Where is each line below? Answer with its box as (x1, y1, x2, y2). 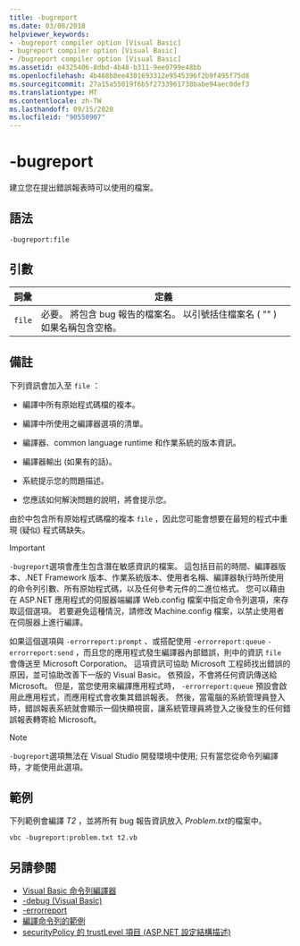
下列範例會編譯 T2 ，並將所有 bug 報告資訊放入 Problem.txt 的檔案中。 (9, 815, 267, 826)
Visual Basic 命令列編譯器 (21, 885, 117, 896)
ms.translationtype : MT (9, 88, 98, 97)
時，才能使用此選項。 (9, 762, 87, 772)
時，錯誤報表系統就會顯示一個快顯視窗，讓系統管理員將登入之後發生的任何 (9, 703, 283, 713)
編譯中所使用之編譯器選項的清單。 (21, 418, 148, 429)
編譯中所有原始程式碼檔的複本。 (21, 399, 140, 410)
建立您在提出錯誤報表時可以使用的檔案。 (9, 183, 158, 193)
